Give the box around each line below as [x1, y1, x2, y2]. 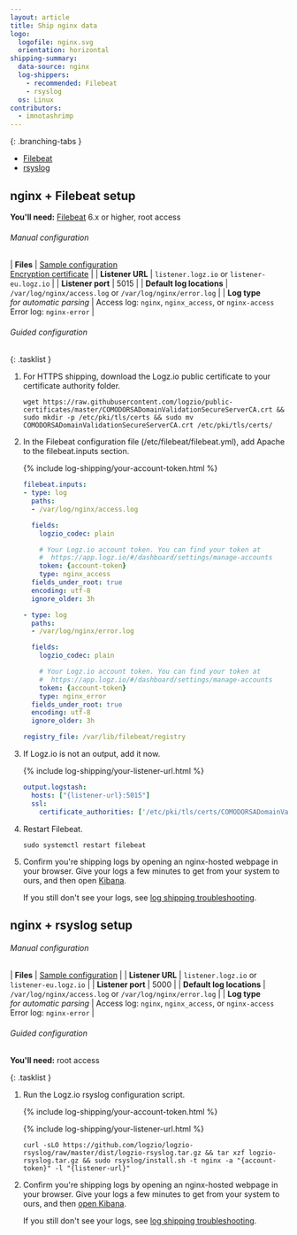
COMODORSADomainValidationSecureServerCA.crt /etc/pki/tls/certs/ [22, 421, 273, 430]
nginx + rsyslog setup [10, 917, 133, 932]
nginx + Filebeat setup [10, 188, 136, 204]
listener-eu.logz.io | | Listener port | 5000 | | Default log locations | [10, 979, 266, 990]
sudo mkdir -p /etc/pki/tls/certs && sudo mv [22, 413, 194, 422]
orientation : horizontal [18, 46, 110, 55]
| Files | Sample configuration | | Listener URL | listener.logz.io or [10, 970, 257, 981]
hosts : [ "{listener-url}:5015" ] [31, 791, 150, 799]
